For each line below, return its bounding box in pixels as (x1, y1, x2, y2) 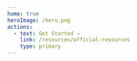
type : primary (20, 43, 61, 50)
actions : (7, 23, 33, 30)
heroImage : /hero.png (7, 17, 71, 24)
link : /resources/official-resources (20, 36, 131, 43)
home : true (7, 10, 39, 18)
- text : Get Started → (13, 29, 80, 37)
